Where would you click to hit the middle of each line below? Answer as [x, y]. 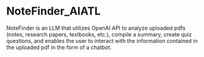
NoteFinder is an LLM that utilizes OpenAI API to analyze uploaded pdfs [96, 28]
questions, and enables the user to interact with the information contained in [102, 41]
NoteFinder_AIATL [54, 11]
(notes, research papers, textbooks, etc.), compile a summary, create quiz [99, 34]
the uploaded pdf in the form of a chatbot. [59, 47]
